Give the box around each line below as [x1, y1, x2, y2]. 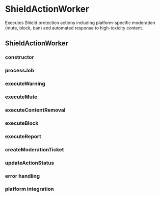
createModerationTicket [5, 146, 64, 153]
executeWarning [5, 80, 46, 87]
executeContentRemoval [5, 107, 66, 113]
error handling [5, 172, 40, 179]
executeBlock [5, 119, 39, 126]
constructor [5, 54, 34, 61]
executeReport [5, 133, 42, 140]
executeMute [5, 93, 38, 100]
